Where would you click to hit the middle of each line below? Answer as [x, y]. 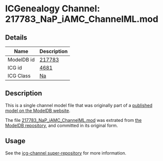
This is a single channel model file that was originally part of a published [79, 105]
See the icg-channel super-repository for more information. [66, 153]
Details [16, 37]
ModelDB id [21, 60]
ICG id [15, 68]
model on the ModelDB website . [38, 110]
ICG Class [19, 76]
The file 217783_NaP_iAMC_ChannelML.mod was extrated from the [74, 120]
